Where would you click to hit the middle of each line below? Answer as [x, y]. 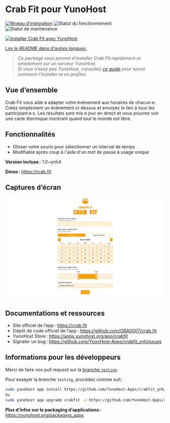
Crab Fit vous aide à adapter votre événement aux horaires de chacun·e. [81, 102]
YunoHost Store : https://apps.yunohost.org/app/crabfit [70, 336]
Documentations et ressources [55, 313]
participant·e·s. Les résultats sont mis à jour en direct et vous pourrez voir [82, 113]
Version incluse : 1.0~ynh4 [33, 162]
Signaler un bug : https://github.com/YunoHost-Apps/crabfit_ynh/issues [87, 342]
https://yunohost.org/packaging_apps [45, 415]
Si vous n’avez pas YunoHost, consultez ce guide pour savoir [81, 69]
